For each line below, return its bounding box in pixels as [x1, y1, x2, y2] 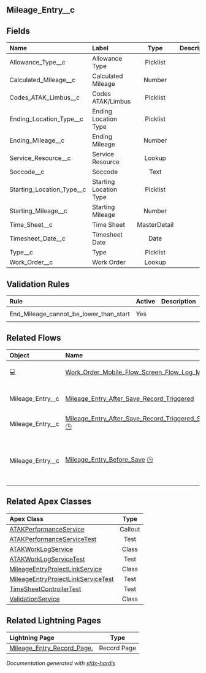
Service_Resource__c [9, 154, 71, 162]
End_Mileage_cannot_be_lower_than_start [9, 310, 130, 318]
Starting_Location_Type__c [9, 185, 86, 194]
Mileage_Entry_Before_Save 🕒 [65, 455, 153, 464]
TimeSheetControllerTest [9, 585, 82, 593]
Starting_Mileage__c [9, 207, 67, 215]
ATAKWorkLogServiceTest [9, 555, 85, 563]
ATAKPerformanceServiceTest [9, 534, 97, 543]
